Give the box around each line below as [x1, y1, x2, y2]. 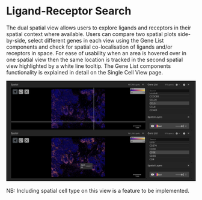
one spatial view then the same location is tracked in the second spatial [6, 56, 183, 63]
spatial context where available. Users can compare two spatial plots [6, 30, 177, 37]
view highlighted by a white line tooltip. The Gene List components [6, 62, 171, 70]
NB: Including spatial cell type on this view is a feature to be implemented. [6, 187, 189, 195]
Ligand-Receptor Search [6, 4, 132, 18]
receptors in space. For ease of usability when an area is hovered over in [6, 49, 186, 56]
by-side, [6, 37, 27, 44]
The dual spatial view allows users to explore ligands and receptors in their [6, 24, 191, 31]
